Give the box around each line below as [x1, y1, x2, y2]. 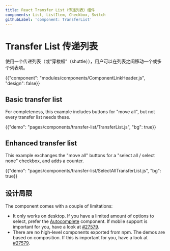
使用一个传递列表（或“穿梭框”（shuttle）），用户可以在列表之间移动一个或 [5, 58, 157, 64]
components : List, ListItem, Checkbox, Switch [5, 12, 106, 17]
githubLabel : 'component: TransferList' [5, 17, 93, 22]
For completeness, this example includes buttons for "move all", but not [5, 109, 155, 115]
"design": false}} [5, 80, 40, 87]
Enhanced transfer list [5, 139, 77, 147]
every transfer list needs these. [5, 114, 71, 120]
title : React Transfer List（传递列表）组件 [5, 7, 95, 13]
